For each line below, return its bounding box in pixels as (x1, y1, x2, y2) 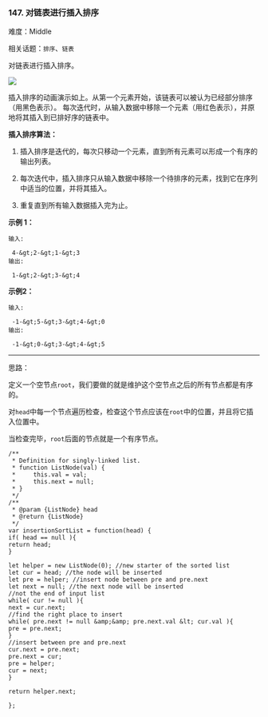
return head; (8, 541, 52, 549)
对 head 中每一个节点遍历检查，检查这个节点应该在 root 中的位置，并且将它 (8, 407, 247, 416)
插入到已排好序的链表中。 (29, 113, 113, 122)
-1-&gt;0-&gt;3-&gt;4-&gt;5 (11, 341, 105, 349)
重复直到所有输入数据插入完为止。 (19, 201, 132, 210)
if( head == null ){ (8, 534, 77, 542)
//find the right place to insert (8, 611, 124, 619)
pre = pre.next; (8, 625, 62, 633)
